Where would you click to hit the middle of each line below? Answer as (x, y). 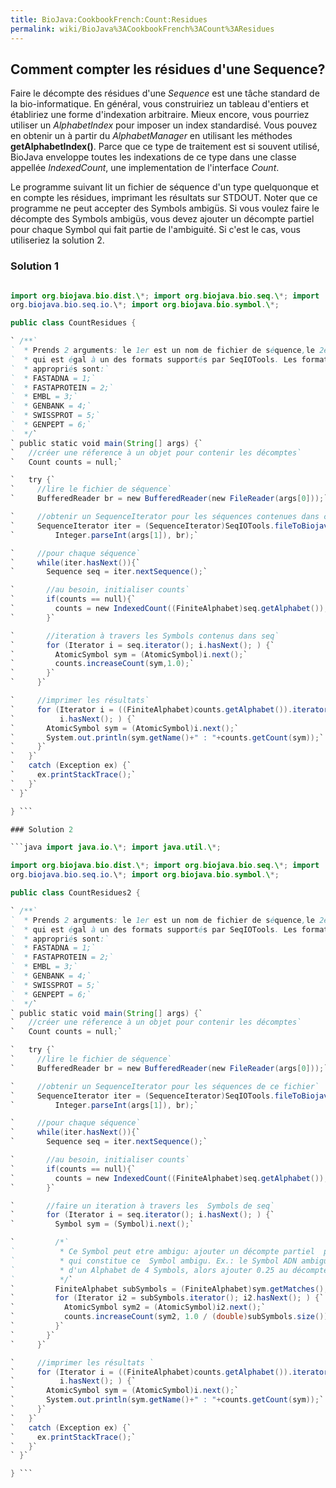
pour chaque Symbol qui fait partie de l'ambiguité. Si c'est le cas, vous (155, 230)
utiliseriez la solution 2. (57, 240)
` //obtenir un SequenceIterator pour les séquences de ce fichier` (165, 1086)
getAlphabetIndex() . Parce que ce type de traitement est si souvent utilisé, (165, 147)
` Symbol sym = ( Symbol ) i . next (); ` (102, 1224)
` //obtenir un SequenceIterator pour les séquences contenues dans (165, 517)
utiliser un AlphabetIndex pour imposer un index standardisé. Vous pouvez (164, 125)
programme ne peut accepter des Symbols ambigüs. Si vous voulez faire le (165, 208)
